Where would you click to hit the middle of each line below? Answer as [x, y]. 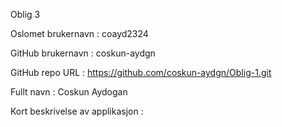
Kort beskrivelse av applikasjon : [77, 111]
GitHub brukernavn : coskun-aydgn [83, 53]
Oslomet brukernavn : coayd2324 [79, 33]
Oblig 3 [25, 14]
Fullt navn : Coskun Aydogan [69, 92]
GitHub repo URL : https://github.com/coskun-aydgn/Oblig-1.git [141, 72]
